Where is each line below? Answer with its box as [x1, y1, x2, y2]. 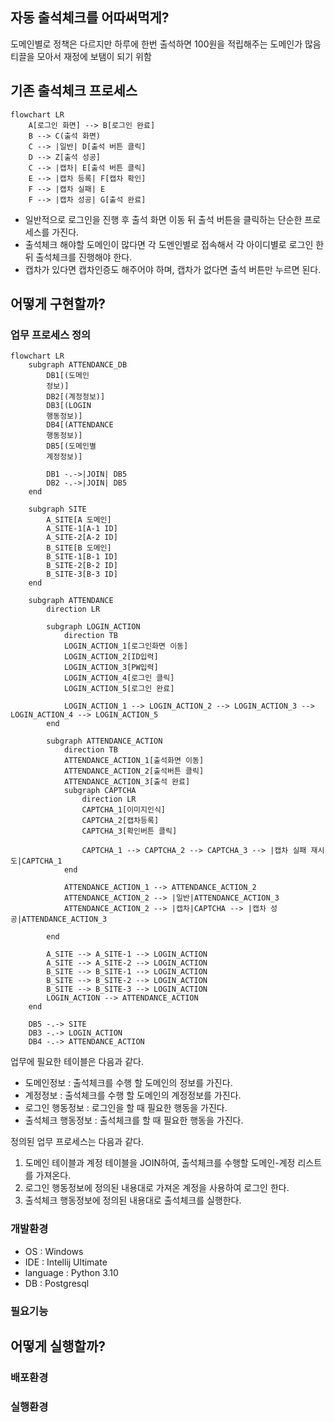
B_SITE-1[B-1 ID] [46, 552, 118, 562]
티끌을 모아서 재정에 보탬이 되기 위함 [10, 50, 152, 62]
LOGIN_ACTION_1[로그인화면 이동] [63, 641, 189, 652]
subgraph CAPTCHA [63, 786, 137, 796]
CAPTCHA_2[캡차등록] [81, 816, 160, 826]
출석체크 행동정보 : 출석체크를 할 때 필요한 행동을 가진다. [24, 1114, 244, 1127]
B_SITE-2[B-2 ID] [46, 561, 118, 571]
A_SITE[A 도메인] [46, 515, 112, 525]
